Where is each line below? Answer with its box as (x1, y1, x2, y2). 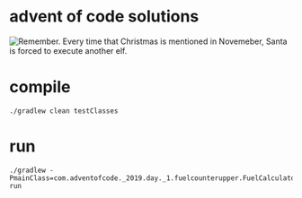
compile (9, 77, 71, 98)
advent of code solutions (9, 6, 200, 27)
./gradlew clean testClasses (9, 106, 119, 116)
